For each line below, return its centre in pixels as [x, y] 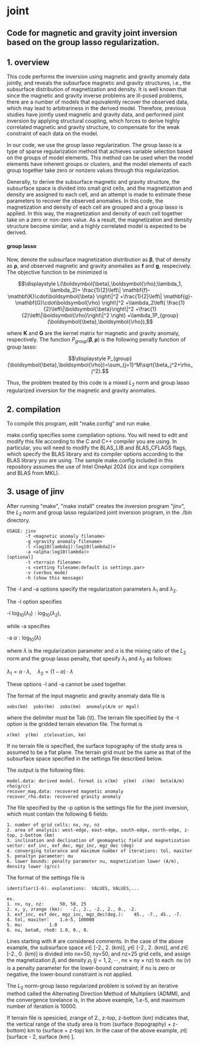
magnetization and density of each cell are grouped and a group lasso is [95, 207]
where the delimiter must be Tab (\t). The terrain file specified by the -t [93, 718]
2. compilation [34, 409]
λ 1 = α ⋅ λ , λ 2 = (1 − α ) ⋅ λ [40, 672]
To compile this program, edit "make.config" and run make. [79, 423]
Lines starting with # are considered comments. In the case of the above [95, 941]
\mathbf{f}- [136, 290]
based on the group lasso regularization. [83, 42]
